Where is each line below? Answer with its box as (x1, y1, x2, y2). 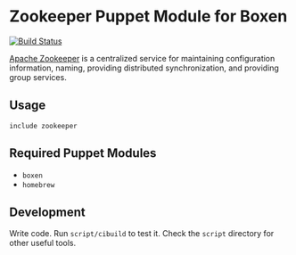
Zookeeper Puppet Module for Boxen (9, 6, 288, 27)
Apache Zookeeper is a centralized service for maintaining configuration (9, 53, 275, 63)
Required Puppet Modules (9, 145, 157, 161)
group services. (9, 71, 67, 82)
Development (9, 204, 86, 219)
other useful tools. (9, 238, 77, 249)
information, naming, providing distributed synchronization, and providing (9, 62, 279, 73)
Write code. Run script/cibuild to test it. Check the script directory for (9, 228, 275, 239)
